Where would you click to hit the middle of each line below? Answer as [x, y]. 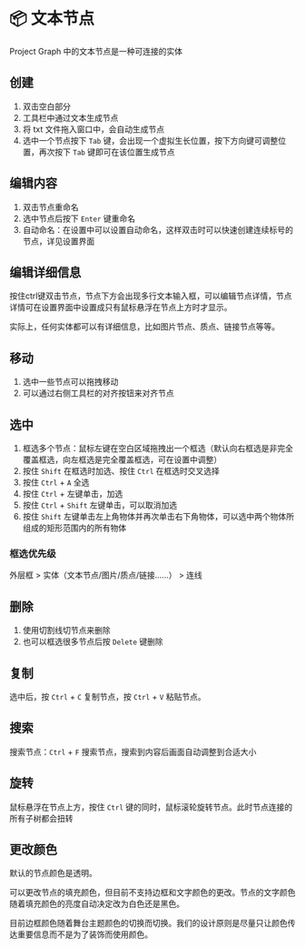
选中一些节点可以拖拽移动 [70, 382]
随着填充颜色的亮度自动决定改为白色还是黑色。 [97, 904]
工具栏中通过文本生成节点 [70, 117]
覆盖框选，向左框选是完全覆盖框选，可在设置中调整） [122, 459]
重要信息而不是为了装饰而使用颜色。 [84, 934]
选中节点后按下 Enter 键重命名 [79, 218]
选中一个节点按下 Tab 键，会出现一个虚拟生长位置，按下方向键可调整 [150, 140]
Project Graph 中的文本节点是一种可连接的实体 [96, 51]
